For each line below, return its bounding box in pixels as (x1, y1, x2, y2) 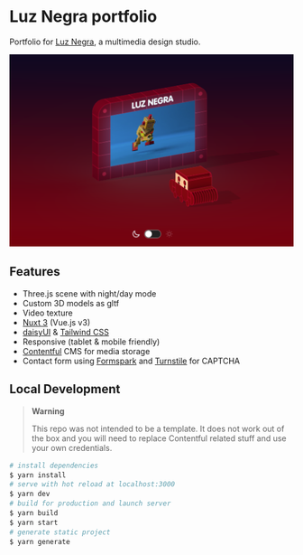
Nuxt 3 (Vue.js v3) (22, 316, 91, 327)
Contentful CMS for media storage (22, 345, 151, 356)
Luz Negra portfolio (9, 6, 158, 27)
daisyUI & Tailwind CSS (22, 326, 110, 337)
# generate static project (9, 527, 111, 537)
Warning (31, 405, 65, 417)
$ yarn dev (9, 490, 50, 499)
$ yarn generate (9, 537, 70, 546)
